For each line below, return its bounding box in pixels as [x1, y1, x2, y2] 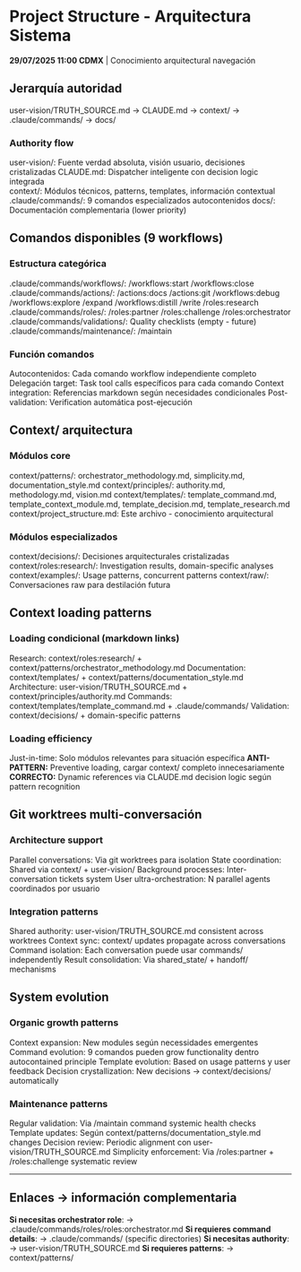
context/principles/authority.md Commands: [9, 690, 173, 701]
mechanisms [9, 964, 56, 974]
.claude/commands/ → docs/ [9, 114, 116, 125]
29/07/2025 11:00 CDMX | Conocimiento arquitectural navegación [9, 55, 256, 65]
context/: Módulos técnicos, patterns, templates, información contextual [9, 186, 276, 196]
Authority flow [9, 136, 74, 149]
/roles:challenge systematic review [9, 1155, 138, 1166]
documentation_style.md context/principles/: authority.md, [9, 480, 226, 490]
